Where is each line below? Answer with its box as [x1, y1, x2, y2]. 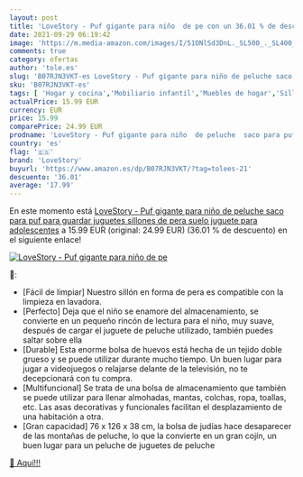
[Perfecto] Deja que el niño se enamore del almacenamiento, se [22, 306, 259, 316]
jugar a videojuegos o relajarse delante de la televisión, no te [22, 363, 248, 374]
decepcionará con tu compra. [22, 373, 133, 384]
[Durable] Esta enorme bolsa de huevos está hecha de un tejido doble [22, 344, 282, 355]
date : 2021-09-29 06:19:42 [9, 30, 111, 39]
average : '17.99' [9, 181, 75, 190]
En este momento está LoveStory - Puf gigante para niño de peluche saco [9, 206, 284, 216]
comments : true [9, 47, 67, 56]
